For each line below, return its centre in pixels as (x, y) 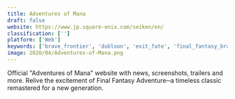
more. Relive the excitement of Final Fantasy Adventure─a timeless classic (114, 80)
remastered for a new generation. (55, 88)
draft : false (26, 20)
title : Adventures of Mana (47, 14)
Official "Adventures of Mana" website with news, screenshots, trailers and (115, 73)
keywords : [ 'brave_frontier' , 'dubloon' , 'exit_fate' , (89, 46)
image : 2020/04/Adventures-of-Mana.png (65, 53)
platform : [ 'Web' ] (34, 40)
